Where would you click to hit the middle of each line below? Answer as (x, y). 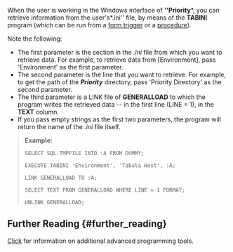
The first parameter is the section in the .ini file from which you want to (120, 52)
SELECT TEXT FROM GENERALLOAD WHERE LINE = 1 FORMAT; (105, 190)
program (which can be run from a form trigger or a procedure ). (99, 25)
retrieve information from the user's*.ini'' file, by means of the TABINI (107, 18)
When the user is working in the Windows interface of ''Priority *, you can (113, 10)
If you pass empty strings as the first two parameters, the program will (119, 119)
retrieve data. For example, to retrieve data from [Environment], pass (116, 60)
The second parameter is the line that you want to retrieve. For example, (122, 74)
